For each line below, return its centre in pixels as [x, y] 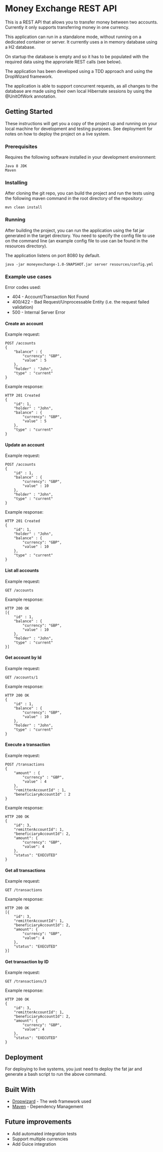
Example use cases [28, 277]
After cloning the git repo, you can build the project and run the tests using [80, 193]
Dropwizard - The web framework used [52, 1101]
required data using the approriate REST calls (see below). [63, 62]
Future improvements [38, 1122]
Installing [16, 182]
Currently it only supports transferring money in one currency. [67, 27]
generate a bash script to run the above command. [56, 1074]
